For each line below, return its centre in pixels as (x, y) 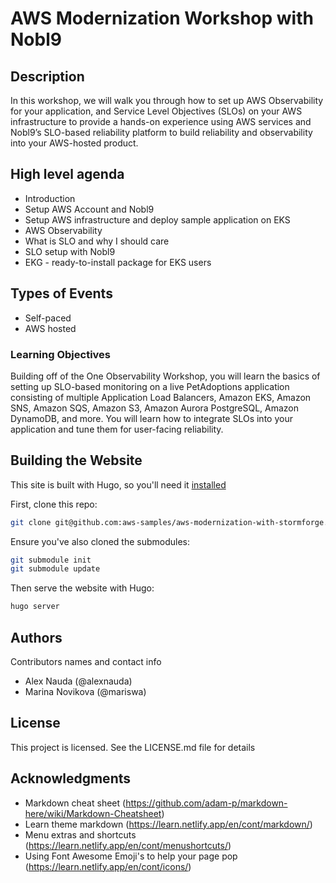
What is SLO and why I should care (97, 241)
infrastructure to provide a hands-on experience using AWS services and (161, 121)
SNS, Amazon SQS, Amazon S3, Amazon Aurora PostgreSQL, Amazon (155, 408)
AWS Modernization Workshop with (162, 18)
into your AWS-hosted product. (74, 143)
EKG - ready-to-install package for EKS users (118, 262)
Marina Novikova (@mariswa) (85, 692)
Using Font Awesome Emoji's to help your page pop (131, 856)
